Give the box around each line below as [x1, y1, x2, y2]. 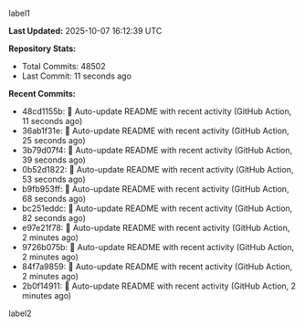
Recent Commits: [8, 89, 76, 99]
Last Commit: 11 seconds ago [21, 70, 131, 81]
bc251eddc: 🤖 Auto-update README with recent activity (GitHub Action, [21, 203, 293, 214]
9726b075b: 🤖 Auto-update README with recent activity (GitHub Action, [21, 242, 295, 252]
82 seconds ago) [21, 213, 86, 223]
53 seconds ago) [21, 174, 86, 184]
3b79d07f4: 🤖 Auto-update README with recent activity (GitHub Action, [21, 145, 293, 155]
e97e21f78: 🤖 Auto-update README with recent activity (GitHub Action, [21, 223, 290, 233]
